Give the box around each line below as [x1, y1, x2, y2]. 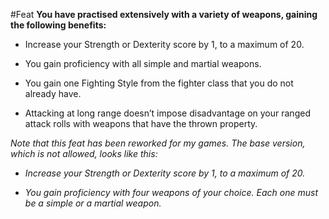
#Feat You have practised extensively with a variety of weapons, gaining [10, 9, 318, 20]
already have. [24, 88, 82, 99]
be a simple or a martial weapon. [24, 197, 162, 209]
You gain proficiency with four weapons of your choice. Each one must [24, 187, 318, 198]
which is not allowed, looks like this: [10, 148, 158, 159]
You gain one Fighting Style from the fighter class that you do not [24, 77, 294, 89]
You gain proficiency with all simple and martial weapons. [24, 58, 262, 69]
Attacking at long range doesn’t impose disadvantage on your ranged [24, 107, 311, 119]
